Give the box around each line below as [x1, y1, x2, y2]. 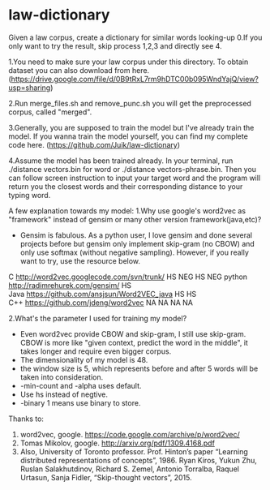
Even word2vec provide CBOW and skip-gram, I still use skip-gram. [19, 329, 246, 338]
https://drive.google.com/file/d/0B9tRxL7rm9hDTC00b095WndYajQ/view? [11, 74, 259, 84]
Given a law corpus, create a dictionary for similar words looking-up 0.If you [8, 32, 263, 42]
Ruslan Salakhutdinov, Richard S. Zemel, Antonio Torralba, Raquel [19, 464, 239, 474]
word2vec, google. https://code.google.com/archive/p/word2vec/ [19, 429, 241, 439]
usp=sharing [8, 83, 51, 92]
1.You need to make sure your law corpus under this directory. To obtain [8, 57, 249, 67]
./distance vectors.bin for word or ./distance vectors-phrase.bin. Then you [8, 164, 257, 174]
